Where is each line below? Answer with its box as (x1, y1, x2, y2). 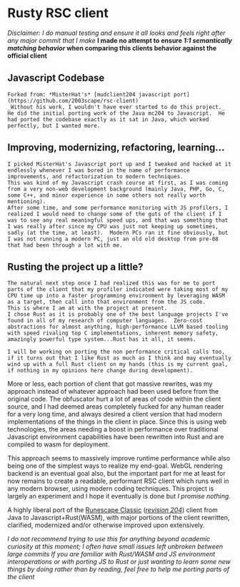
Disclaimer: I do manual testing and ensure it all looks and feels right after (7, 29, 226, 37)
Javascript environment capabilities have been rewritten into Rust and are (7, 433, 224, 441)
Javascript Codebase (7, 72, 105, 84)
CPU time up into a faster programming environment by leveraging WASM (7, 292, 225, 300)
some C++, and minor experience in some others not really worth (7, 191, 206, 199)
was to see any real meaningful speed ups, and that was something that (7, 216, 229, 224)
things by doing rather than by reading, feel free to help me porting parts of (7, 565, 230, 573)
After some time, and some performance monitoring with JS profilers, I (7, 204, 229, 211)
